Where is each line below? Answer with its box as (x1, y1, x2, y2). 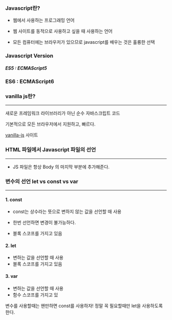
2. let (5, 242, 16, 248)
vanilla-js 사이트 (5, 132, 38, 138)
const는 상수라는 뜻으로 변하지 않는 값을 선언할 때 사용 (12, 208, 122, 215)
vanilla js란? (5, 93, 36, 100)
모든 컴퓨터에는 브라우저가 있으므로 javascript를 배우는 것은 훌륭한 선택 (12, 39, 155, 45)
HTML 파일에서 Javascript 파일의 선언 (5, 146, 96, 153)
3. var (5, 273, 18, 279)
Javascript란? (5, 4, 40, 11)
